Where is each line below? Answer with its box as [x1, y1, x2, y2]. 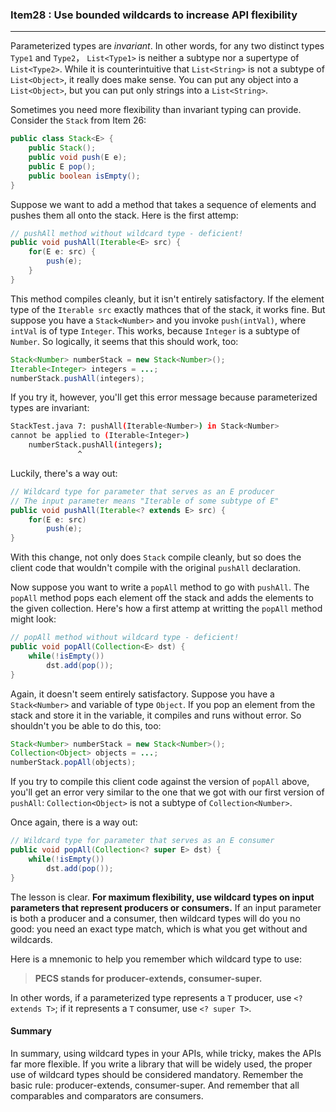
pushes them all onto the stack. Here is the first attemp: [10, 209, 239, 221]
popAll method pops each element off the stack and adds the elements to [10, 592, 314, 604]
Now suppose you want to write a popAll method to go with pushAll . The [10, 581, 310, 593]
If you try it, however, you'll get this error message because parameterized [10, 391, 318, 403]
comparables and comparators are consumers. [10, 1089, 204, 1102]
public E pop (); [28, 161, 97, 172]
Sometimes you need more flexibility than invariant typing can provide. [10, 104, 302, 116]
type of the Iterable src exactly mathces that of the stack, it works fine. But [10, 303, 326, 315]
